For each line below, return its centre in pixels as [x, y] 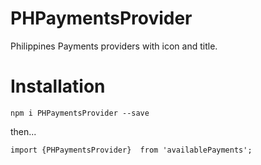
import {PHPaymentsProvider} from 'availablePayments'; [131, 150]
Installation [58, 86]
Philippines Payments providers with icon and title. [114, 46]
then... [23, 131]
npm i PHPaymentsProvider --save [80, 113]
